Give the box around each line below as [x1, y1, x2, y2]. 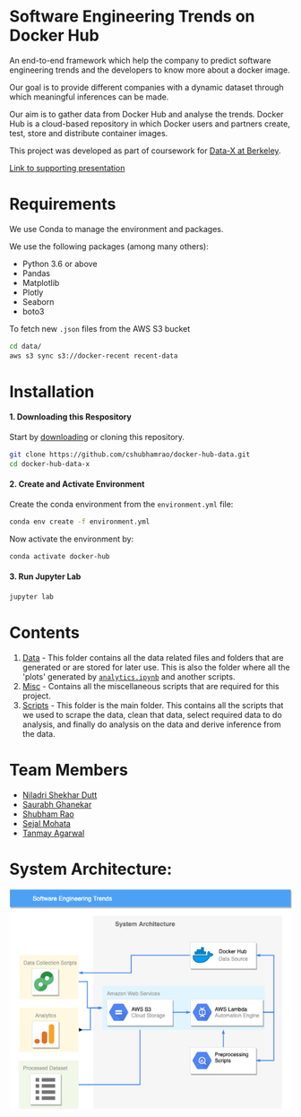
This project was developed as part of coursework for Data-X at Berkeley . [9, 145, 281, 156]
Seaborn [21, 296, 55, 307]
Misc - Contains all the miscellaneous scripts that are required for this [21, 680, 279, 691]
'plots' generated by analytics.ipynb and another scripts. [21, 671, 236, 682]
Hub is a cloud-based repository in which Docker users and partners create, [9, 118, 291, 129]
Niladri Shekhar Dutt [21, 789, 98, 800]
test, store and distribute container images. [9, 127, 168, 138]
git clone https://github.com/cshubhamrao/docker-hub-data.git [9, 450, 251, 459]
